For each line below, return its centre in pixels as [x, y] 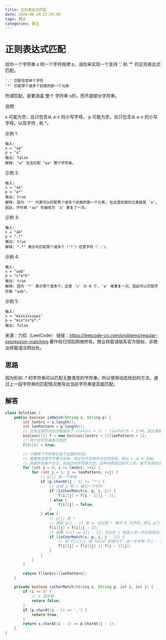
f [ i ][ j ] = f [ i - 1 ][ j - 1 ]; [87, 495]
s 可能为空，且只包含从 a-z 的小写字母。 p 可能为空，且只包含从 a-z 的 [77, 117]
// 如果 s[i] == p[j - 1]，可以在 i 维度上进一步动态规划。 [106, 532]
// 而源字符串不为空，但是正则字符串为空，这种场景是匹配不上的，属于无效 [89, 463]
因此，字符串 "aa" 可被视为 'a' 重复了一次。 [47, 208]
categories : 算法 [22, 24]
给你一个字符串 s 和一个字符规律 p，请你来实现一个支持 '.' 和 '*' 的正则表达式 [83, 64]
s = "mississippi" [24, 316]
